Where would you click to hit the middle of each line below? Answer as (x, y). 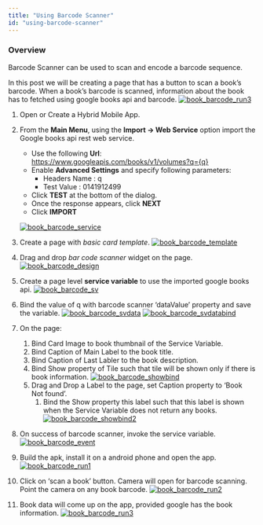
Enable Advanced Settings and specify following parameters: (131, 170)
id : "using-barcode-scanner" (56, 23)
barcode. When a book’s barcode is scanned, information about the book (126, 90)
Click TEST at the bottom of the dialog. (94, 195)
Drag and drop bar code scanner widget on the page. (106, 257)
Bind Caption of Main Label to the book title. (102, 351)
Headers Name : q (72, 178)
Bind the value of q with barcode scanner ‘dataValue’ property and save (135, 304)
